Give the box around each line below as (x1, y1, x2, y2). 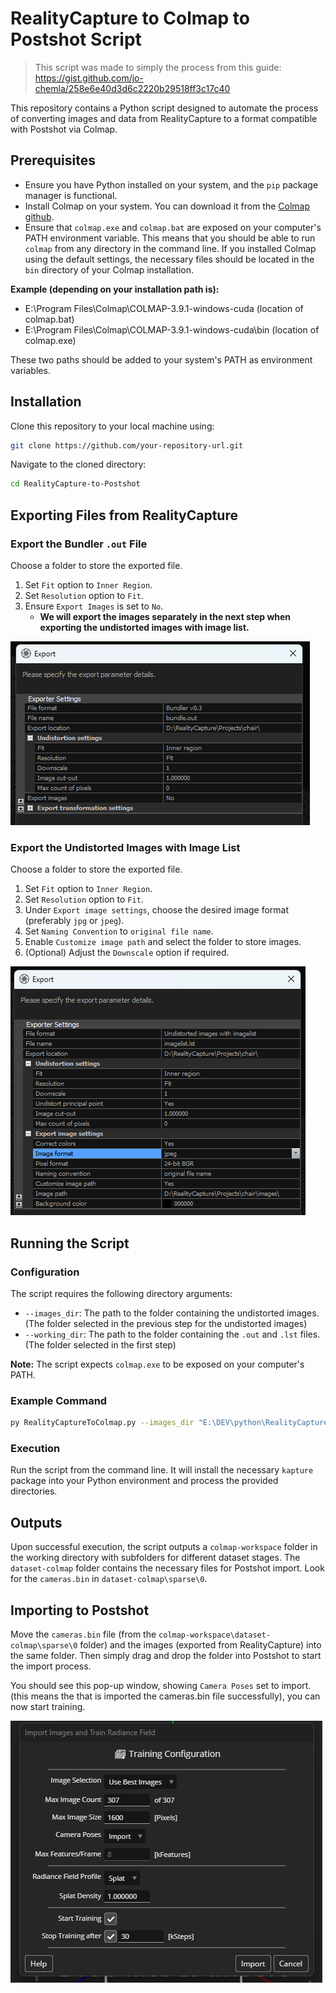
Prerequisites (10, 152, 96, 169)
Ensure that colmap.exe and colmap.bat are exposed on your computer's (24, 221, 322, 233)
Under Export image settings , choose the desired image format (24, 904, 290, 916)
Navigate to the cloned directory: (10, 458, 147, 471)
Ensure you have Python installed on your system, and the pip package (24, 178, 319, 191)
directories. (10, 1485, 58, 1497)
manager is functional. (24, 189, 118, 201)
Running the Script (10, 1235, 130, 1252)
